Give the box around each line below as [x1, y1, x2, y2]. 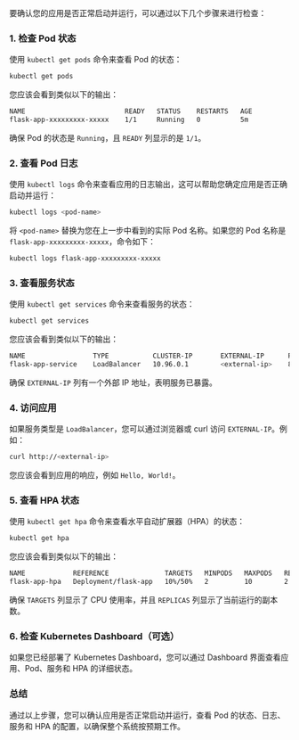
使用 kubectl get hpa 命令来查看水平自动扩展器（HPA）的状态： [9, 516, 246, 527]
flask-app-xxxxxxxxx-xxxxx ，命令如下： [9, 236, 156, 247]
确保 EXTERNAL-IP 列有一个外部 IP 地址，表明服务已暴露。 [9, 377, 218, 388]
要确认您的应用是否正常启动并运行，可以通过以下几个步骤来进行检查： [9, 8, 267, 18]
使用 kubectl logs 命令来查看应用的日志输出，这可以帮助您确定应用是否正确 [9, 179, 287, 190]
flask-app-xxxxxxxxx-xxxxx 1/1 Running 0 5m [9, 115, 249, 125]
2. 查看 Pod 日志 [9, 157, 78, 169]
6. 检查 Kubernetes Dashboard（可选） [9, 629, 180, 642]
